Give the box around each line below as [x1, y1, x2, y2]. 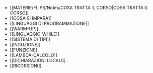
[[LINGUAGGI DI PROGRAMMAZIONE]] [9, 20, 89, 26]
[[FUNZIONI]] [9, 47, 38, 53]
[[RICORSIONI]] [9, 63, 42, 69]
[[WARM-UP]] [9, 26, 39, 32]
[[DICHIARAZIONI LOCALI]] [9, 58, 66, 63]
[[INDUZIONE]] [9, 42, 41, 47]
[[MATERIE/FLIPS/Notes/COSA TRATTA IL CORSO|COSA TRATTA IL [9, 5, 149, 10]
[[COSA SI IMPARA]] [9, 15, 52, 21]
